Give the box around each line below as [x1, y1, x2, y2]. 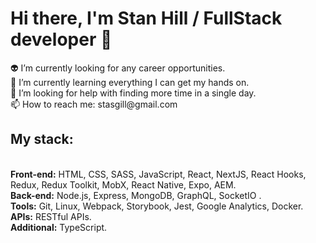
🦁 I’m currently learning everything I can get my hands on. [10, 76, 250, 88]
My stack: [10, 131, 74, 148]
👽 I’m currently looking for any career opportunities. [10, 62, 226, 74]
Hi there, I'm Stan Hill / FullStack [10, 7, 283, 30]
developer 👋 [10, 28, 113, 51]
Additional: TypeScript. [10, 221, 108, 233]
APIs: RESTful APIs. [10, 210, 92, 222]
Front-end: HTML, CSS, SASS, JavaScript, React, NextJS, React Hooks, [10, 168, 307, 180]
